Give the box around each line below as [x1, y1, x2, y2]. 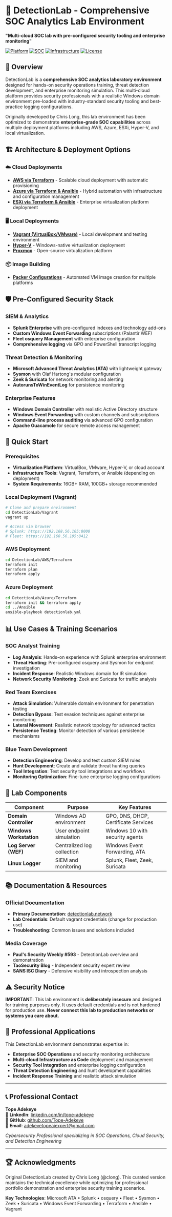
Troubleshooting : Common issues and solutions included [12, 927, 135, 933]
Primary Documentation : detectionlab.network [12, 910, 113, 917]
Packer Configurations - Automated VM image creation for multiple [12, 274, 156, 280]
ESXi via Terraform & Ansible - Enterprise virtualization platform [12, 199, 149, 205]
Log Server [8, 842, 36, 849]
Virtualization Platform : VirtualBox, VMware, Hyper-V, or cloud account [12, 464, 165, 471]
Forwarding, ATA [105, 848, 146, 856]
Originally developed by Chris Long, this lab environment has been [5, 113, 146, 119]
